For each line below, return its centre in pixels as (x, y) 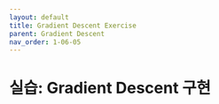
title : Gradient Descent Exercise (73, 26)
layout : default (39, 17)
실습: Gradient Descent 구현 (110, 88)
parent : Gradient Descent (57, 33)
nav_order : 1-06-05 (45, 42)
